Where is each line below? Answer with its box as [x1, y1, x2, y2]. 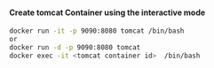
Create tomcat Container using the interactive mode [9, 7, 206, 18]
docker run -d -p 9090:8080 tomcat [9, 42, 141, 52]
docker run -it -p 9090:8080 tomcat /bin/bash [9, 26, 185, 35]
